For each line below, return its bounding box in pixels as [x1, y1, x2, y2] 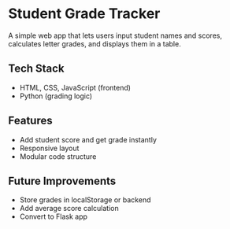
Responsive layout [19, 143, 80, 153]
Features [8, 114, 53, 127]
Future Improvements [8, 174, 117, 187]
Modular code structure [19, 151, 97, 161]
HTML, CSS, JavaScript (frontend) [19, 83, 132, 92]
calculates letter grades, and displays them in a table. [8, 39, 181, 48]
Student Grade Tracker [8, 5, 161, 23]
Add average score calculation [19, 204, 120, 213]
